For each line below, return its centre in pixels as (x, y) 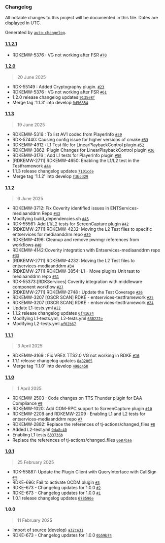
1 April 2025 (29, 388)
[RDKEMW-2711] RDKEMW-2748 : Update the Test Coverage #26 (77, 292)
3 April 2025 (30, 346)
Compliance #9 (27, 403)
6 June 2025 (30, 199)
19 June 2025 (31, 125)
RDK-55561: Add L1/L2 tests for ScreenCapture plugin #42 (70, 224)
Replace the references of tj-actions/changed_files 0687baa (72, 440)
